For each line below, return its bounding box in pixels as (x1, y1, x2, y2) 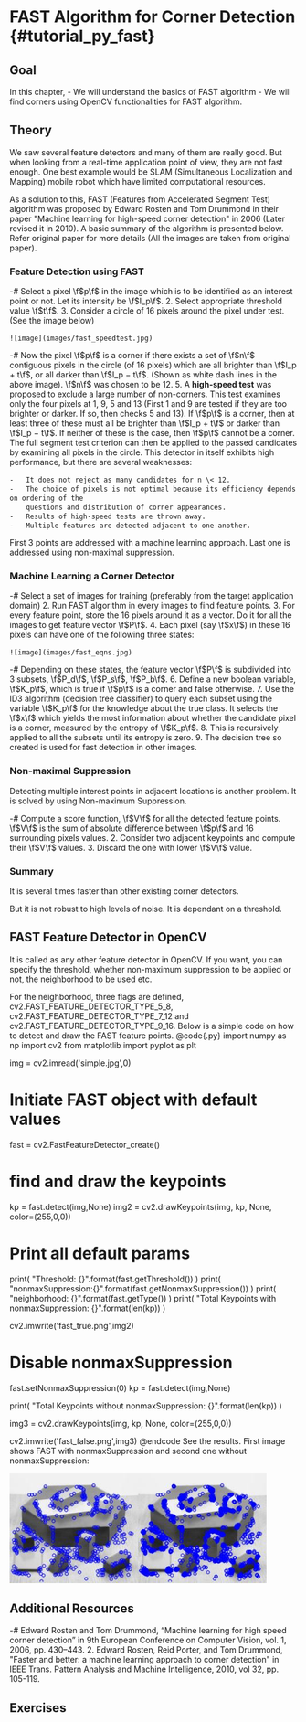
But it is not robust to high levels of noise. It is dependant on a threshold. (9, 903, 282, 914)
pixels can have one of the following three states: (9, 629, 195, 641)
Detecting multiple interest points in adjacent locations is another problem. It (9, 785, 297, 796)
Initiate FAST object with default (9, 1090, 258, 1110)
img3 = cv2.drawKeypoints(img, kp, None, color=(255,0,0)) (9, 1418, 232, 1429)
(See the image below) (9, 315, 95, 326)
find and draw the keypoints (9, 1171, 227, 1192)
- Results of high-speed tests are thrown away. (9, 512, 206, 522)
